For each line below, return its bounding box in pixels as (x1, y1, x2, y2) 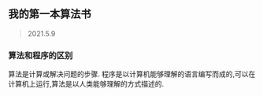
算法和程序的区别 (8, 50, 73, 61)
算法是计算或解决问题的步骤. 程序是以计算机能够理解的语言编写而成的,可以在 (8, 69, 256, 79)
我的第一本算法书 (8, 7, 91, 21)
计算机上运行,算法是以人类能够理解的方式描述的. (8, 79, 165, 89)
